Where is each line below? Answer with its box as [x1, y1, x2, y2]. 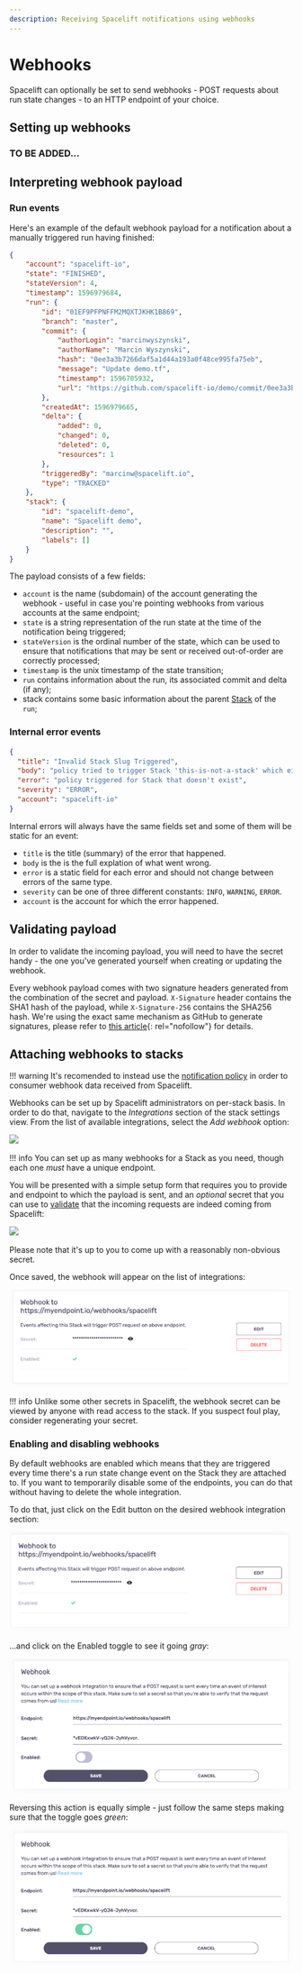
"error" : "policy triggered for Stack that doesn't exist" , [17, 776, 247, 785]
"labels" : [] [41, 535, 91, 544]
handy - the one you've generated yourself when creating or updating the [9, 955, 282, 966]
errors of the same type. [22, 876, 113, 887]
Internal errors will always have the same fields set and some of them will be [9, 820, 292, 831]
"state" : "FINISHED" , [25, 269, 106, 279]
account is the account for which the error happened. [22, 895, 219, 906]
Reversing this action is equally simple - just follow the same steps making [9, 1803, 285, 1813]
